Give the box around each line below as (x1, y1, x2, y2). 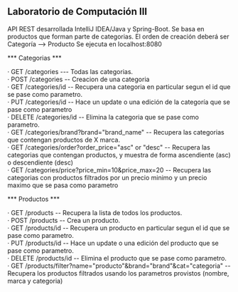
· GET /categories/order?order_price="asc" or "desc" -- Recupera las (7, 142, 211, 152)
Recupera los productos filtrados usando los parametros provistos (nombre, (7, 268, 229, 277)
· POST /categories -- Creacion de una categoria (7, 75, 150, 83)
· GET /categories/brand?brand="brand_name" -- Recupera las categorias (7, 127, 225, 136)
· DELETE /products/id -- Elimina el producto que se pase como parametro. (7, 254, 227, 262)
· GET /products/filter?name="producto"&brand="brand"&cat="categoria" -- (7, 261, 231, 270)
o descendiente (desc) (7, 158, 73, 167)
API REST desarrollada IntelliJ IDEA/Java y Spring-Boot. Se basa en (7, 24, 205, 33)
